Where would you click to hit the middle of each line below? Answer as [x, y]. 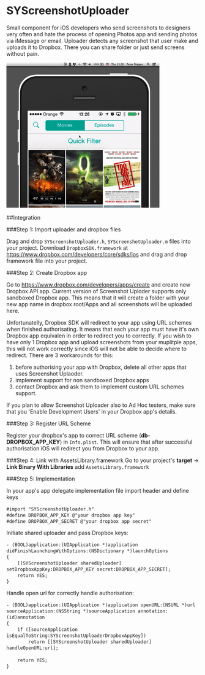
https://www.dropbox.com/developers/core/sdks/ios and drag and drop [97, 254]
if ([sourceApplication [48, 630]
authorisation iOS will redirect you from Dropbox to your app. [83, 448]
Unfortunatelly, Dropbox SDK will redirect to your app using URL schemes [99, 322]
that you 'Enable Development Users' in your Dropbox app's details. [92, 411]
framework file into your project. [47, 261]
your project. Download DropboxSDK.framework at [67, 248]
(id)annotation [26, 617]
